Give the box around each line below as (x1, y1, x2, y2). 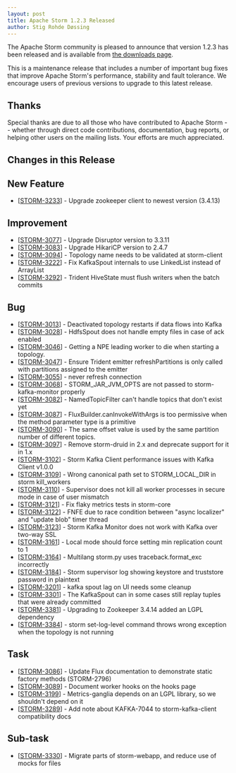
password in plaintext (17, 575, 80, 584)
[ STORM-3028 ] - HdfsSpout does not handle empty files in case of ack (17, 328, 225, 336)
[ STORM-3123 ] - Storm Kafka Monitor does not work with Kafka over (17, 523, 218, 531)
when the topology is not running (17, 628, 114, 637)
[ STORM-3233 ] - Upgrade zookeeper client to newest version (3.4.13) (17, 196, 221, 205)
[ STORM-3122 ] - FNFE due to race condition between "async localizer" (17, 508, 225, 517)
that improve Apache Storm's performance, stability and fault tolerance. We (7, 71, 227, 80)
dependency (17, 613, 55, 622)
